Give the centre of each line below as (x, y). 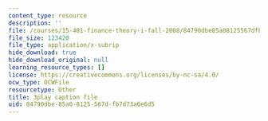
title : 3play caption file (53, 97)
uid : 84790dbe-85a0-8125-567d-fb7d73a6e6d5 (82, 104)
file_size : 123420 (39, 38)
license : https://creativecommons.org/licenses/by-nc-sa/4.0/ (114, 75)
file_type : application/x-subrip (64, 45)
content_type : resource (48, 16)
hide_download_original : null (59, 60)
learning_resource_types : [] (57, 68)
